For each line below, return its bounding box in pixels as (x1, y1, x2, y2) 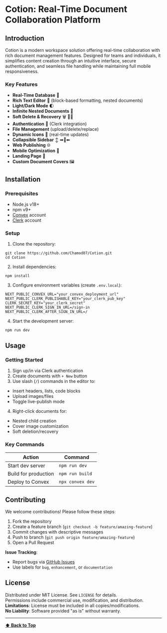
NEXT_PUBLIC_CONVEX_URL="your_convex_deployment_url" (5, 292, 119, 297)
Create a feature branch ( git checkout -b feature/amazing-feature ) (12, 524, 153, 530)
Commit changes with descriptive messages (12, 529, 103, 535)
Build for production (7, 470, 54, 477)
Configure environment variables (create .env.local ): (12, 282, 122, 288)
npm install (5, 274, 30, 279)
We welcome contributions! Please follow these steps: (5, 509, 116, 515)
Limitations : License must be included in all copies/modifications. (5, 603, 140, 609)
